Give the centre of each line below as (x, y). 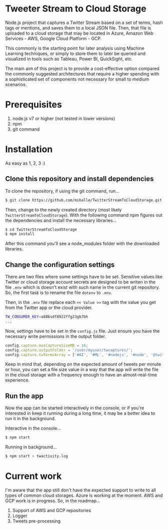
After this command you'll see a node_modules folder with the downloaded (82, 243)
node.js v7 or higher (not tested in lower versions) (64, 118)
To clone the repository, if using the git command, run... (62, 191)
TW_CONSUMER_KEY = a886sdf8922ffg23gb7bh (47, 317)
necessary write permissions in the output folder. (56, 336)
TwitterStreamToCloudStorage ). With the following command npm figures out (84, 215)
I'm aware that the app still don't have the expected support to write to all (80, 490)
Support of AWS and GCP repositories (52, 510)
